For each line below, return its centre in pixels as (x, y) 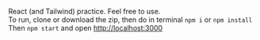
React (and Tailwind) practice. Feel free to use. (84, 11)
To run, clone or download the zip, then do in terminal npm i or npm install (130, 20)
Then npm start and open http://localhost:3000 (86, 28)
